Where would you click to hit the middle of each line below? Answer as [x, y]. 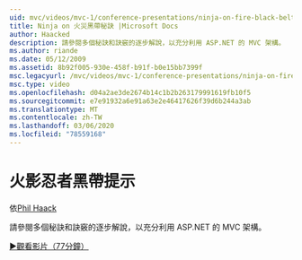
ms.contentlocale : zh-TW [56, 117]
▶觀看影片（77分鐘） [49, 246]
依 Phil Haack [33, 208]
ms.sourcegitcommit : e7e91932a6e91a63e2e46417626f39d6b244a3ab [130, 101]
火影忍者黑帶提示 [73, 182]
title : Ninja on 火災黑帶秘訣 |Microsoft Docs [94, 26]
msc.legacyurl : [38, 76]
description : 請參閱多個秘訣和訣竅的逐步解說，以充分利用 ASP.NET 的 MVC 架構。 [147, 43]
